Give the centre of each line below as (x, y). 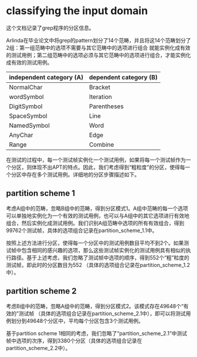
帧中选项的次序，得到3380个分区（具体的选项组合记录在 (74, 341)
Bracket (99, 87)
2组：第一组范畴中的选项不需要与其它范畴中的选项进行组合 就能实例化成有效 (98, 48)
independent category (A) (46, 77)
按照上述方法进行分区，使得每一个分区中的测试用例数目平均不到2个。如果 (95, 243)
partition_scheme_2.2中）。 (38, 348)
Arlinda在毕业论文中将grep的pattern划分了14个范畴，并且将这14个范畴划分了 (98, 40)
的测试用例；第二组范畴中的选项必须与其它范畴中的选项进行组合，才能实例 (96, 55)
